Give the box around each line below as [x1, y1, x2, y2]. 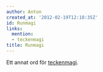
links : [6, 25, 23, 32]
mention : [11, 31, 34, 37]
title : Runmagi [6, 43, 45, 49]
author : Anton [6, 8, 42, 15]
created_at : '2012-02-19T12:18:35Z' [6, 14, 98, 20]
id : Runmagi [6, 20, 36, 26]
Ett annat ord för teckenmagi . [6, 58, 79, 66]
